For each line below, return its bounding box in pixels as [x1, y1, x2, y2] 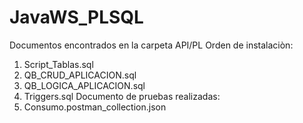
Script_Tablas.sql [23, 58, 94, 70]
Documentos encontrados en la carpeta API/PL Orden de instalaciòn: [9, 39, 294, 51]
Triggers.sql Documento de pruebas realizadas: [23, 90, 221, 102]
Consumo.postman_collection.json [23, 101, 167, 113]
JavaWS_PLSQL [9, 6, 144, 29]
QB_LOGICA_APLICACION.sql [23, 79, 146, 91]
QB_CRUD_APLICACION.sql [23, 69, 137, 81]
